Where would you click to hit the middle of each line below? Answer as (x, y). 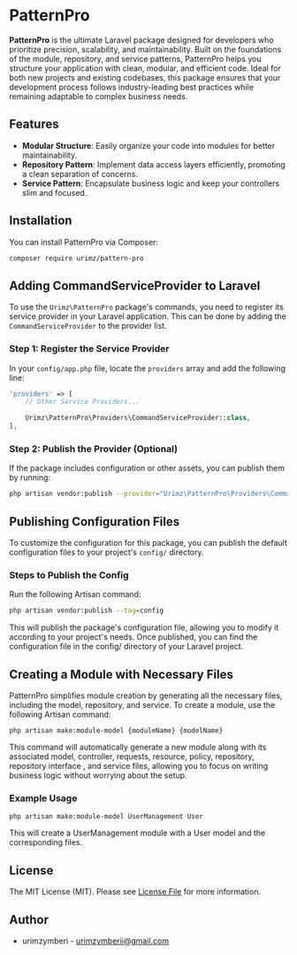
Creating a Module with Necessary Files (122, 674)
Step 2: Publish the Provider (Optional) (94, 448)
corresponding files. (46, 842)
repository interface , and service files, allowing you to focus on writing (139, 766)
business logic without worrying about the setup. (98, 775)
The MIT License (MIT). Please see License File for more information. (135, 892)
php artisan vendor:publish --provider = (85, 494)
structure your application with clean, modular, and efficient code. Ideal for (145, 68)
